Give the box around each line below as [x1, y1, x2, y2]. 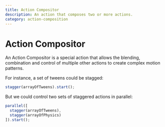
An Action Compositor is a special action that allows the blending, [5, 54, 140, 60]
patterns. [5, 65, 24, 71]
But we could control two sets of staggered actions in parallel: [5, 93, 133, 100]
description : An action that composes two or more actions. [5, 12, 133, 17]
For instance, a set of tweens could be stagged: [5, 75, 103, 81]
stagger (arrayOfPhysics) [9, 112, 61, 117]
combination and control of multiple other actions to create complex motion [5, 60, 160, 66]
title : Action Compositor [5, 7, 59, 12]
